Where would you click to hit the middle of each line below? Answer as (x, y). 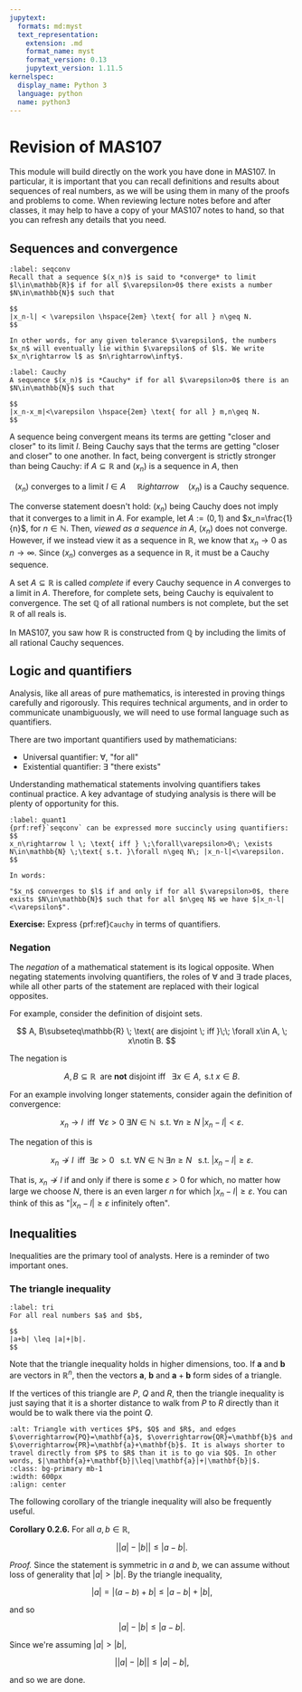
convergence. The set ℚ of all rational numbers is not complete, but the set (149, 602)
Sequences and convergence (94, 249)
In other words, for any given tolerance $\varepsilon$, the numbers (143, 341)
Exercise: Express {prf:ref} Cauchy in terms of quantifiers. (115, 924)
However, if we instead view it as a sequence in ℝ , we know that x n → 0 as (148, 542)
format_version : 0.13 (66, 60)
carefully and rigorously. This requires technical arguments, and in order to (149, 702)
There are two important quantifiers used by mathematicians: (123, 739)
